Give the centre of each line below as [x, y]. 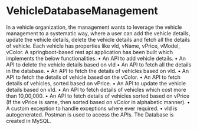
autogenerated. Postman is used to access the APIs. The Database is [90, 114]
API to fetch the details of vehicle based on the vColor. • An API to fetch [93, 77]
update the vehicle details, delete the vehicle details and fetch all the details [98, 39]
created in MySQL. [29, 121]
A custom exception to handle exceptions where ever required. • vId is [92, 108]
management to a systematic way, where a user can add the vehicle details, [98, 33]
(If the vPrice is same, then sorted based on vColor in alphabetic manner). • [98, 102]
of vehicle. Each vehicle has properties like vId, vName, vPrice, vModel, [93, 46]
